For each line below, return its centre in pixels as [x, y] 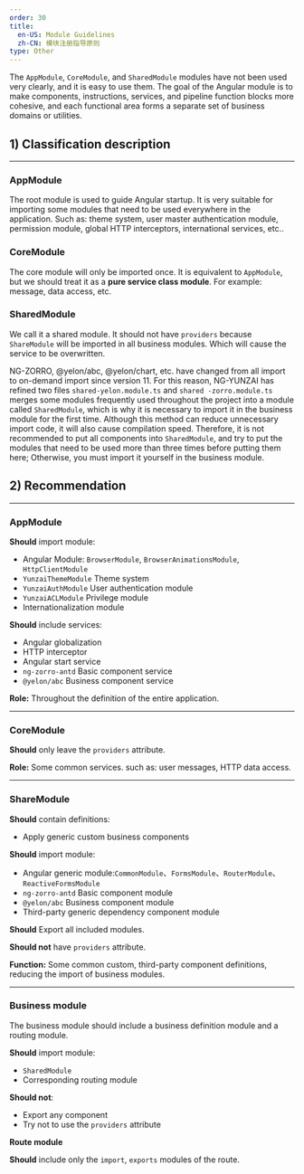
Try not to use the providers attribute [91, 1124]
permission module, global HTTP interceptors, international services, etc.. [147, 229]
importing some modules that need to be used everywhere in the [130, 210]
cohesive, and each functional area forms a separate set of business [137, 106]
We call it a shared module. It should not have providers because [131, 334]
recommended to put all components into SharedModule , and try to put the [146, 438]
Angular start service [62, 661]
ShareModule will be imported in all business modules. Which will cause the [148, 344]
